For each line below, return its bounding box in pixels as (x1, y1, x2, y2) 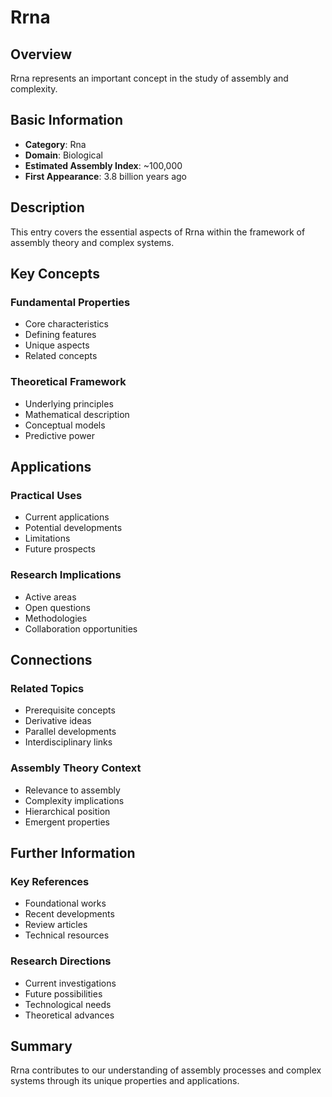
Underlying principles (24, 397, 114, 410)
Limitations (24, 532, 71, 545)
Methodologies (24, 612, 88, 624)
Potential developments (24, 522, 123, 534)
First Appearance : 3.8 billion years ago (24, 170, 187, 182)
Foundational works (24, 897, 107, 910)
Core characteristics (24, 318, 109, 330)
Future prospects (24, 543, 96, 555)
